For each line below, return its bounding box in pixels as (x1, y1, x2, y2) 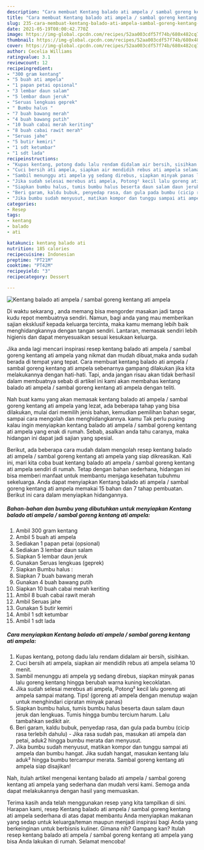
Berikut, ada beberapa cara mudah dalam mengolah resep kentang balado (7, 446, 192, 453)
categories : (7, 201, 37, 207)
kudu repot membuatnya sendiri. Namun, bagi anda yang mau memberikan (7, 314, 194, 321)
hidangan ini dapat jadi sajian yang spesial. (7, 434, 114, 441)
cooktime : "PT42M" (7, 262, 53, 269)
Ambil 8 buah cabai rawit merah (15, 591, 96, 599)
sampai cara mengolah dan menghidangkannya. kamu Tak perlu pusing (7, 415, 185, 422)
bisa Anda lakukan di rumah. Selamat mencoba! (7, 837, 126, 845)
